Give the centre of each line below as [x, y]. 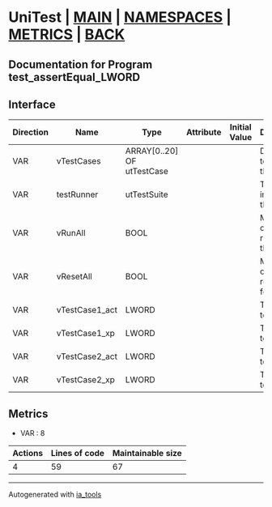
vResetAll [74, 277]
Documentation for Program [81, 64]
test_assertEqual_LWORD [74, 77]
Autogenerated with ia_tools [55, 495]
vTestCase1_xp [86, 334]
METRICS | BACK [67, 34]
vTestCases [79, 161]
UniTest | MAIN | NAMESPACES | [120, 17]
